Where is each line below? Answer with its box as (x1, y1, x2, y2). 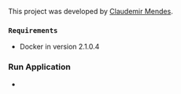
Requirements (8, 26, 58, 34)
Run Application (8, 62, 71, 73)
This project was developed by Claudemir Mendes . (8, 7, 173, 16)
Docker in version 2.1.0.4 (19, 42, 100, 52)
